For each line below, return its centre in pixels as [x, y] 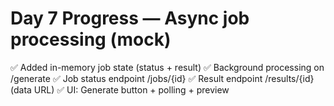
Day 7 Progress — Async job [130, 18]
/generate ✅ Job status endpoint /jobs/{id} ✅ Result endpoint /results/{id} [162, 78]
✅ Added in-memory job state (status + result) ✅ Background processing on [167, 67]
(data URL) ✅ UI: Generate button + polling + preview [120, 89]
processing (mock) [91, 39]
